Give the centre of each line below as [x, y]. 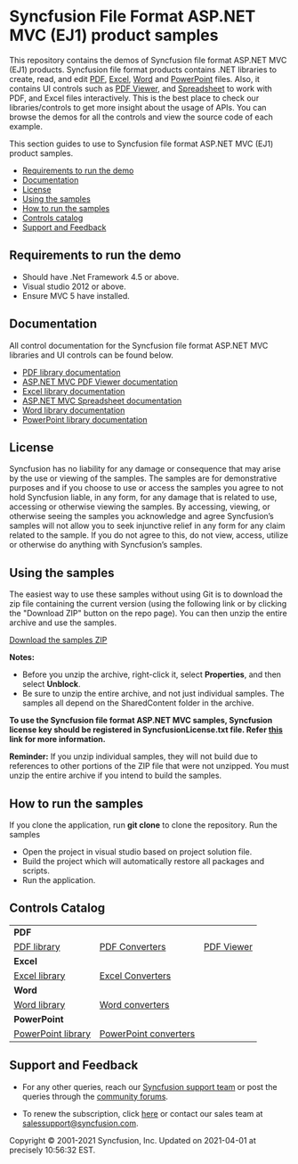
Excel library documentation [73, 391]
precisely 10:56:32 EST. [52, 1150]
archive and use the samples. [63, 623]
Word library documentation [73, 410]
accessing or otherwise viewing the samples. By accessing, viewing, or [140, 507]
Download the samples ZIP [58, 640]
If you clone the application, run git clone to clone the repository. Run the [143, 825]
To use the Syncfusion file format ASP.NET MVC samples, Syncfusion [141, 721]
